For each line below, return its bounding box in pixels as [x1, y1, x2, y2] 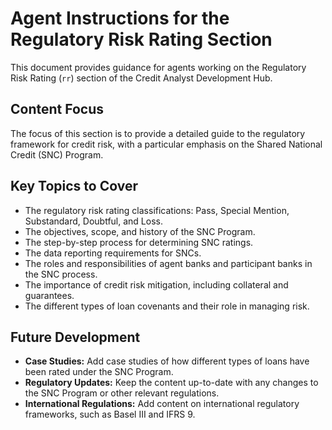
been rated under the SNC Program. [24, 366, 174, 378]
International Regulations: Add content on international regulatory [24, 398, 300, 410]
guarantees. [24, 289, 75, 301]
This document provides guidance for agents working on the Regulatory [10, 61, 307, 73]
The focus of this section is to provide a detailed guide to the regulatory [10, 127, 306, 139]
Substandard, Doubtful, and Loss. [24, 215, 163, 227]
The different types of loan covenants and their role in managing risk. [24, 300, 310, 312]
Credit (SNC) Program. [10, 148, 104, 161]
